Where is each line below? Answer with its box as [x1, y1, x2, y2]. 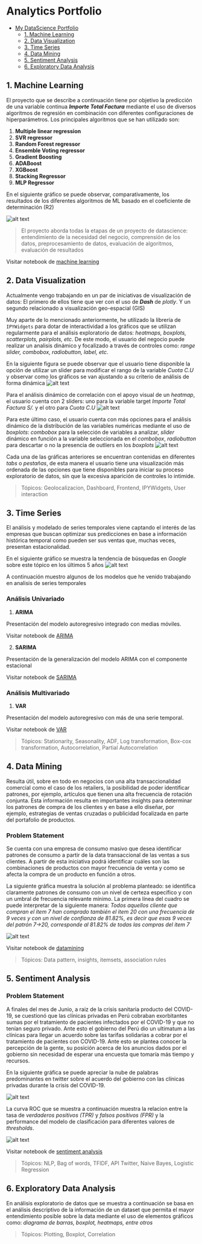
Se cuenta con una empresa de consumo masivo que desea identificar [6, 845, 182, 853]
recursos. [6, 1057, 30, 1064]
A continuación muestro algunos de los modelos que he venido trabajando [6, 573, 191, 580]
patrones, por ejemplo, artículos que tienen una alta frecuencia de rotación [6, 790, 192, 797]
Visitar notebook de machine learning [6, 258, 99, 265]
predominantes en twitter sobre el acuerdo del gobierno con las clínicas [6, 1075, 185, 1082]
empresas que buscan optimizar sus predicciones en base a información [6, 531, 187, 538]
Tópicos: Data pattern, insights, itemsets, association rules [21, 956, 166, 963]
